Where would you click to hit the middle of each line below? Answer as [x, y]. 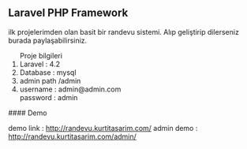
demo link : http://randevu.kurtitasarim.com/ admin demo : [103, 128]
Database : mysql [48, 72]
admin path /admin [50, 80]
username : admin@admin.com [70, 89]
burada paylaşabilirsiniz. [48, 40]
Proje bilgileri [41, 55]
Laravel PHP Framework [68, 13]
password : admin [49, 97]
